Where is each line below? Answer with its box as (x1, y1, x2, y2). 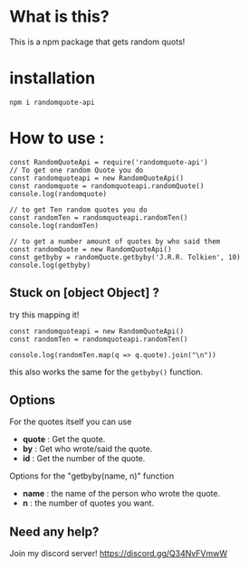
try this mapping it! (9, 309, 80, 320)
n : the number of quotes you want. (22, 497, 155, 508)
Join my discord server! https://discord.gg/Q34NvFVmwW (9, 548, 228, 559)
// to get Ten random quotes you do (9, 205, 148, 214)
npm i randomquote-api (9, 98, 95, 107)
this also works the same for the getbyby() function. (9, 366, 204, 377)
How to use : (9, 128, 105, 148)
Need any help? (9, 524, 100, 539)
